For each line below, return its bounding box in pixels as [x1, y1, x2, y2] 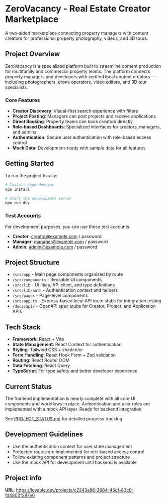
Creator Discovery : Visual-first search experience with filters [12, 108, 138, 114]
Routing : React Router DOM [12, 357, 70, 364]
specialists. [5, 84, 28, 90]
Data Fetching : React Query [12, 363, 71, 369]
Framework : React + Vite [12, 336, 64, 342]
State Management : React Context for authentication [12, 342, 122, 348]
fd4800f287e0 [5, 492, 35, 498]
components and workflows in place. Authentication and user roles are [5, 401, 150, 407]
